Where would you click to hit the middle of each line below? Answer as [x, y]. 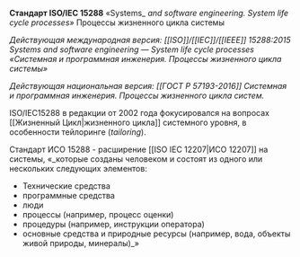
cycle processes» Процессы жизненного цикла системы [117, 22]
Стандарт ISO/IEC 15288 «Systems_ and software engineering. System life [149, 13]
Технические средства [66, 186]
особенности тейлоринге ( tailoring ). [78, 132]
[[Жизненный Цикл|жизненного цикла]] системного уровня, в [128, 122]
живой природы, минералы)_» [80, 243]
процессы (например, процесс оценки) [98, 214]
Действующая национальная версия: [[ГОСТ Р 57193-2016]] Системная [148, 86]
